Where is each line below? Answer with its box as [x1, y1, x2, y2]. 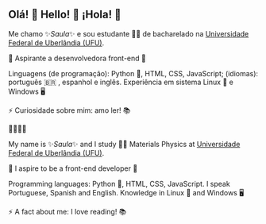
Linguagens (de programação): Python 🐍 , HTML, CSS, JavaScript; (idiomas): [8, 68, 259, 78]
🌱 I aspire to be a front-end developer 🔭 [8, 164, 138, 173]
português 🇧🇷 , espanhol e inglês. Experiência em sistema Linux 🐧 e [8, 77, 234, 87]
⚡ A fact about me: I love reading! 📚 [8, 207, 127, 216]
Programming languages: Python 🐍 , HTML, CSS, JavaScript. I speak [8, 179, 230, 188]
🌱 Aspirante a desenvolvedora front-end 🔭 [8, 53, 147, 63]
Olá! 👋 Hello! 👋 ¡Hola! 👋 [8, 8, 121, 21]
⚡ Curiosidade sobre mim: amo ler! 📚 [8, 105, 131, 115]
